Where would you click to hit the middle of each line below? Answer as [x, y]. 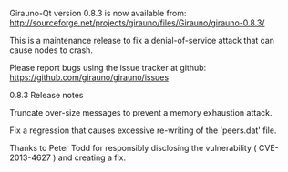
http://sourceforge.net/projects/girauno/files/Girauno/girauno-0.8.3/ [137, 23]
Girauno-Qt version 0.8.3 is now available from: [98, 13]
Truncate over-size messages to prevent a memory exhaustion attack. [141, 112]
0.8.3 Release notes [46, 95]
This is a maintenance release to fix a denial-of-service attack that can [142, 40]
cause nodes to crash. [51, 50]
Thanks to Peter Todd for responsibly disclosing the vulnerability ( [133, 148]
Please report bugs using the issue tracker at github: [108, 68]
